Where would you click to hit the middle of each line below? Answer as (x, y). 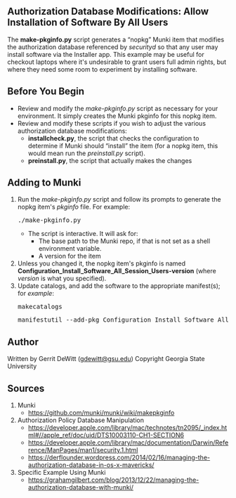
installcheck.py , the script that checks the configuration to (113, 138)
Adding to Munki (44, 183)
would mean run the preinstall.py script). (86, 153)
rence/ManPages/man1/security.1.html (83, 450)
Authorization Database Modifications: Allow (108, 12)
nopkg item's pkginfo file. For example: (74, 207)
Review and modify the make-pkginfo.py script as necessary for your (118, 108)
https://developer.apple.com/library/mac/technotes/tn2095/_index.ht (127, 428)
